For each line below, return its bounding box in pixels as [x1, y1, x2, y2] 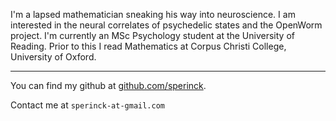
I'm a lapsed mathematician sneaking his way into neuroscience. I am [10, 9, 296, 20]
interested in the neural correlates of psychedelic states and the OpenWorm [10, 19, 323, 31]
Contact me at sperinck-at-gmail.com [10, 99, 166, 111]
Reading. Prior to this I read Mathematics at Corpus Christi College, [10, 40, 287, 52]
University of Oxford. [10, 51, 97, 63]
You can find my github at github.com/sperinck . [10, 80, 207, 91]
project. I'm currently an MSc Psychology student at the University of [10, 30, 295, 41]
